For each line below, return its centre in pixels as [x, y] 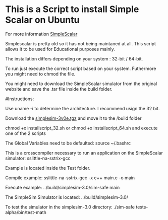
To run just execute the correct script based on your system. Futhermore [81, 68]
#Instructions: [20, 99]
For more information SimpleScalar [41, 34]
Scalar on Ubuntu [42, 20]
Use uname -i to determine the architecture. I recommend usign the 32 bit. [82, 108]
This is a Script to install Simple [72, 9]
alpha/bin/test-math [26, 212]
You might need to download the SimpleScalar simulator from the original [81, 84]
